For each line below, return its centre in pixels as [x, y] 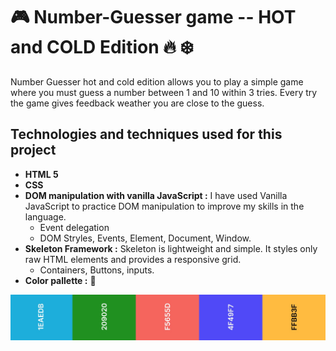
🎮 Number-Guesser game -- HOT [153, 17]
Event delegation [74, 227]
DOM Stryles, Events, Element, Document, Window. [145, 238]
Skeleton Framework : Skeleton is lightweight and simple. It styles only [171, 248]
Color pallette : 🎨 [60, 280]
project [33, 150]
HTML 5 [41, 174]
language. [45, 216]
